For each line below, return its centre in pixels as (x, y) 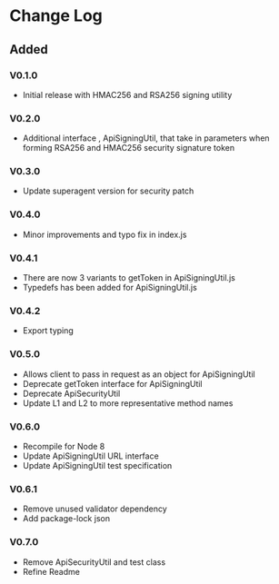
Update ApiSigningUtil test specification (97, 465)
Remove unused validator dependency (95, 509)
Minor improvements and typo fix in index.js (105, 234)
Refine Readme (51, 571)
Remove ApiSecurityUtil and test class (94, 562)
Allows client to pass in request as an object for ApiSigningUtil (139, 374)
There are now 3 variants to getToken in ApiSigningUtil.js (129, 278)
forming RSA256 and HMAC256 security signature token (128, 148)
